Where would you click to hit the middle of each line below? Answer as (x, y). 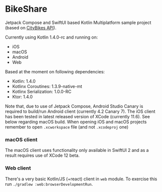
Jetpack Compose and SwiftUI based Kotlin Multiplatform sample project (78, 22)
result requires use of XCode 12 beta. (42, 155)
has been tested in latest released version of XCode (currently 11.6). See (78, 116)
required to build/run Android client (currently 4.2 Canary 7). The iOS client (80, 111)
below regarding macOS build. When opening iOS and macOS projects (76, 122)
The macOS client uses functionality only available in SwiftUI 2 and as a (77, 150)
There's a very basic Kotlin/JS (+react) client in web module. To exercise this (81, 179)
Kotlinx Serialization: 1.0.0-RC (42, 91)
